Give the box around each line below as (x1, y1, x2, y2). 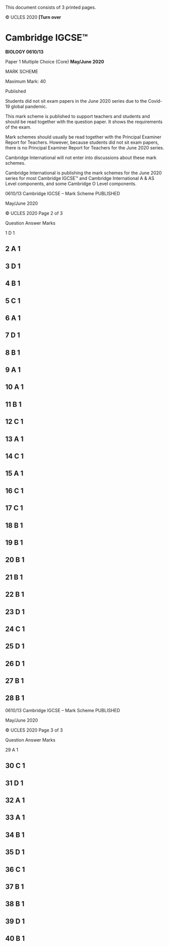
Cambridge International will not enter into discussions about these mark (5, 155, 157, 161)
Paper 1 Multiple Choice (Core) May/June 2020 (5, 58, 105, 65)
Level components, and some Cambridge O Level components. (5, 180, 137, 187)
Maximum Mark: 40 (5, 78, 46, 84)
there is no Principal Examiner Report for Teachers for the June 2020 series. (5, 144, 164, 150)
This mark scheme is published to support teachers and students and (5, 113, 150, 119)
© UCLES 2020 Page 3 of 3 (5, 727, 63, 733)
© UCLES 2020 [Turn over (5, 14, 61, 20)
